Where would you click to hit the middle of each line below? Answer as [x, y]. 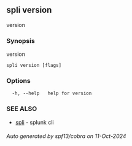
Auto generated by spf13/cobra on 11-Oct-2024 [66, 136]
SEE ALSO [22, 109]
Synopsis [21, 40]
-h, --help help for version [52, 94]
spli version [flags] [34, 66]
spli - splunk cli [34, 122]
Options [18, 81]
